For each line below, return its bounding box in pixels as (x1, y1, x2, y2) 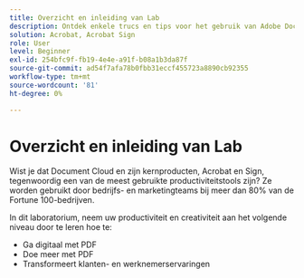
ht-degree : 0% (9, 89, 63, 98)
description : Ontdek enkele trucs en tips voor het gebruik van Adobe (9, 22, 281, 31)
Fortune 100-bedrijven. (9, 195, 95, 206)
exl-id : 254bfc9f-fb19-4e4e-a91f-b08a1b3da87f (9, 55, 188, 64)
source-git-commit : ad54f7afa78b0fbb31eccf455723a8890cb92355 (9, 64, 249, 73)
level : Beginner (9, 47, 71, 56)
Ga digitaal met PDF (22, 239, 97, 250)
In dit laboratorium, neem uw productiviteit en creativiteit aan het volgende (9, 212, 288, 223)
